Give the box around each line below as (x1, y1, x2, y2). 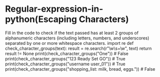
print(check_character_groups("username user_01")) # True (5, 61, 126, 67)
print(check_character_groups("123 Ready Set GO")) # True (5, 56, 126, 61)
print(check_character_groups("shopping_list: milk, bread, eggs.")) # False (5, 66, 156, 72)
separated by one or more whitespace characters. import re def (5, 40, 134, 46)
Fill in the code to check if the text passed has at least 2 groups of (5, 30, 139, 36)
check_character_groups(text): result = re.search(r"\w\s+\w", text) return (5, 45, 152, 51)
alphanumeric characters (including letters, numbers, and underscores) (5, 35, 150, 41)
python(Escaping (5, 14, 77, 25)
